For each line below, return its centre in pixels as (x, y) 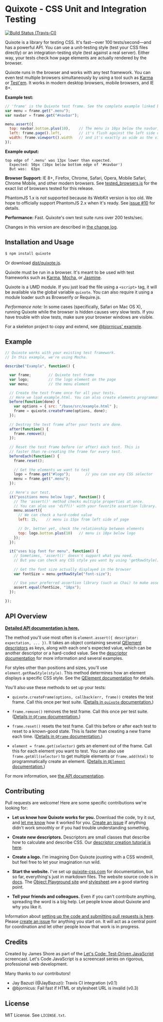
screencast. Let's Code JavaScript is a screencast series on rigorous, (74, 959)
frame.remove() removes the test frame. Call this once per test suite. (80, 711)
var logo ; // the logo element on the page (63, 379)
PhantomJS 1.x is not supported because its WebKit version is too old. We (79, 198)
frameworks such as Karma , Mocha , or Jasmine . (53, 277)
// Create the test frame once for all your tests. (63, 393)
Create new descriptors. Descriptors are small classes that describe (81, 837)
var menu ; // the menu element (50, 384)
